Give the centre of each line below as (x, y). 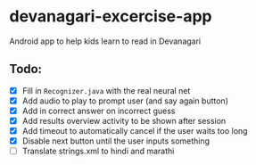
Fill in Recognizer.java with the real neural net (106, 90)
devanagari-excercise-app (111, 16)
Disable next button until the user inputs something (116, 141)
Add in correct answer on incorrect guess (99, 111)
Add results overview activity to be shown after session (124, 120)
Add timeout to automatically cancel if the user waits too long (135, 131)
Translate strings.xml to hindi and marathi (98, 151)
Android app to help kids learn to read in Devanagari (105, 41)
